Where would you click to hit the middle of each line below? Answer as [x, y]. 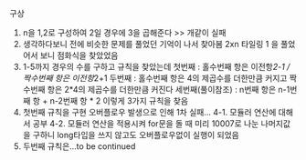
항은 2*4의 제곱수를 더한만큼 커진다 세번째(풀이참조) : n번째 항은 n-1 [169, 90]
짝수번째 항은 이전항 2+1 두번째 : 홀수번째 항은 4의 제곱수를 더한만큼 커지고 [155, 78]
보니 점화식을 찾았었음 [79, 55]
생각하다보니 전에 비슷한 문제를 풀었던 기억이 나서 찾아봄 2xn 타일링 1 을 [150, 44]
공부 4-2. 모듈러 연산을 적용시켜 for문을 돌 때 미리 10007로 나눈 [146, 124]
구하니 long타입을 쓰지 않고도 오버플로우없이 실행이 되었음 [136, 135]
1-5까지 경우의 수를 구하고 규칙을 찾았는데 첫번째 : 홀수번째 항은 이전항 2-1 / [156, 67]
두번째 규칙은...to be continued [79, 146]
